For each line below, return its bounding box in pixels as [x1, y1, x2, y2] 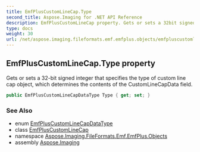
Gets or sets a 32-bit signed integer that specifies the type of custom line [6, 74, 186, 81]
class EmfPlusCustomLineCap [14, 126, 89, 133]
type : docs [6, 25, 33, 32]
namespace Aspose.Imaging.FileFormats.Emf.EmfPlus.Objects [14, 132, 168, 139]
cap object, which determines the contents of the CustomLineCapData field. [6, 80, 193, 88]
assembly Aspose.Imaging [14, 138, 80, 146]
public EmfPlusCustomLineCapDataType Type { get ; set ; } [6, 92, 151, 98]
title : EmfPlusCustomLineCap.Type [6, 8, 92, 15]
